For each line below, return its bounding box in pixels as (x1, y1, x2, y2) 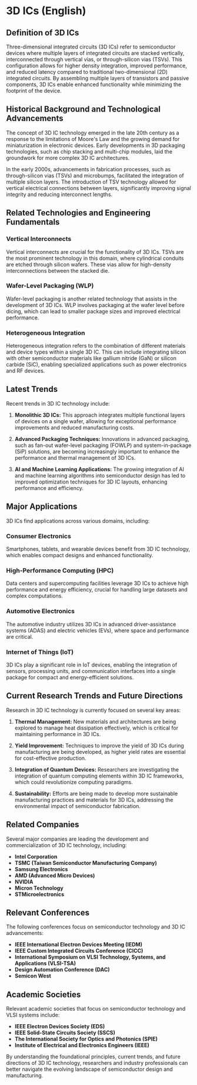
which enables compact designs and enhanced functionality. (6, 552, 153, 559)
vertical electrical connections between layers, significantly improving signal (6, 184, 191, 191)
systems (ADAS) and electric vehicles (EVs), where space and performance (6, 627, 189, 634)
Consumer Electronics (6, 532, 72, 540)
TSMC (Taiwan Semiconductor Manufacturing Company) (14, 859, 158, 866)
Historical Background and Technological (6, 104, 161, 115)
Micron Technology (14, 884, 64, 891)
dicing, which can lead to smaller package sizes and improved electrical (6, 308, 181, 315)
